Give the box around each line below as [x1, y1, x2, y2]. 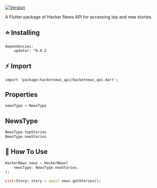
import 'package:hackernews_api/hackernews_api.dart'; [5, 77, 119, 82]
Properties [5, 90, 38, 99]
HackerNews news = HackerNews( [5, 160, 69, 165]
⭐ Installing [5, 29, 40, 37]
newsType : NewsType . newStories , [14, 165, 79, 170]
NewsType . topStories [5, 130, 47, 135]
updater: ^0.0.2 [14, 48, 47, 53]
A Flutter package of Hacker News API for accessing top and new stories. [5, 14, 153, 19]
